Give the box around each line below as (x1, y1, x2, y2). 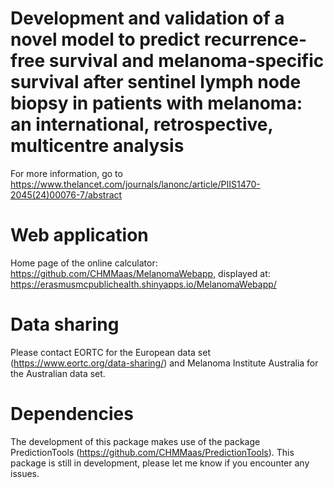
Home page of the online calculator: (10, 257, 158, 269)
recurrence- (203, 28, 307, 51)
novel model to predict (10, 28, 201, 51)
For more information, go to (10, 167, 123, 179)
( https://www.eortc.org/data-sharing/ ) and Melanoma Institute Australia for (10, 357, 319, 369)
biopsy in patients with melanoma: (10, 92, 303, 115)
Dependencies (10, 403, 134, 425)
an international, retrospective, (10, 113, 274, 136)
